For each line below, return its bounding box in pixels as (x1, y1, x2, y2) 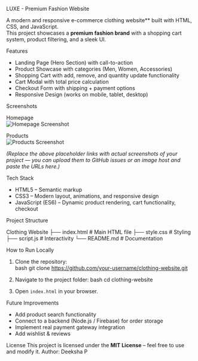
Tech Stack (6, 175, 34, 182)
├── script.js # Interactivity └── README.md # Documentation (6, 235, 163, 242)
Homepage (6, 114, 34, 121)
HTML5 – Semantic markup (14, 186, 83, 193)
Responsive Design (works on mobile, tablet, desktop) (14, 91, 148, 98)
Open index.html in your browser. (14, 288, 99, 294)
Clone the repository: (14, 258, 68, 265)
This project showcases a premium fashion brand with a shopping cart (6, 29, 182, 37)
